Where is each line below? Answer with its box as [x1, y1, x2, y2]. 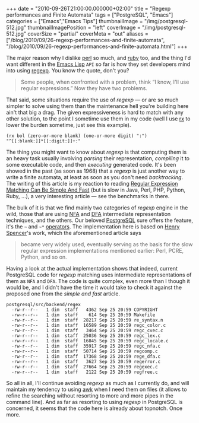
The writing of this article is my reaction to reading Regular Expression [6, 180, 178, 187]
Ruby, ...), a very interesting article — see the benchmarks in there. [6, 193, 170, 199]
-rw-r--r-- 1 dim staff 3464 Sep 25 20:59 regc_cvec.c [11, 327, 163, 333]
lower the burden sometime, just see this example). [6, 122, 131, 128]
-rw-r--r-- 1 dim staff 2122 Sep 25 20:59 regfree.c [11, 369, 159, 375]
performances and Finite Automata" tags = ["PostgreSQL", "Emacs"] [6, 11, 173, 18]
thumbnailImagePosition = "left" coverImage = [27, 24, 141, 31]
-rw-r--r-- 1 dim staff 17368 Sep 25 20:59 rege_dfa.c [11, 354, 161, 360]
